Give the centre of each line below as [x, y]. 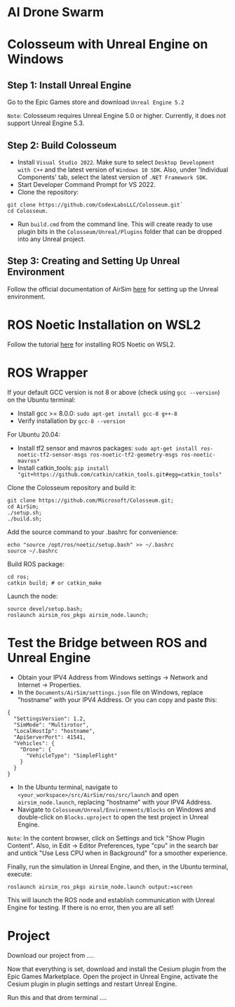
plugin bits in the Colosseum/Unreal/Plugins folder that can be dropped [120, 232]
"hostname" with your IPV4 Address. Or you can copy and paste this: [117, 699]
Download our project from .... [51, 955]
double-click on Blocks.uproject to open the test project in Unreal [113, 817]
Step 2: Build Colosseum [62, 145]
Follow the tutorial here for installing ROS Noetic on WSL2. [92, 344]
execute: [20, 874]
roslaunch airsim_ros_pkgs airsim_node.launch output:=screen [100, 887]
